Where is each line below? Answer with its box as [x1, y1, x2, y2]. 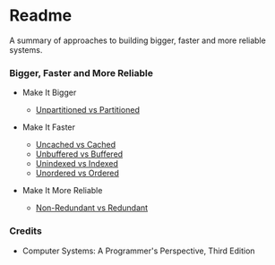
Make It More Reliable [21, 185, 103, 196]
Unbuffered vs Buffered [35, 149, 124, 159]
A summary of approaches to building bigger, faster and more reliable [9, 35, 266, 46]
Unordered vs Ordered [35, 167, 119, 179]
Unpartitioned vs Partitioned [35, 105, 141, 115]
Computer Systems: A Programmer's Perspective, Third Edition [21, 245, 255, 256]
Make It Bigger [21, 87, 77, 98]
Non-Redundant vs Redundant [35, 202, 149, 213]
